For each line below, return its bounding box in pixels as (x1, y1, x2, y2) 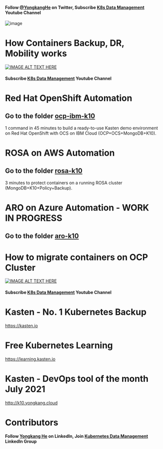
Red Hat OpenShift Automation (5, 93, 133, 103)
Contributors (5, 417, 59, 428)
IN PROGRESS (5, 213, 62, 223)
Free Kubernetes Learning (5, 340, 113, 351)
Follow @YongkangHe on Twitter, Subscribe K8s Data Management (5, 4, 145, 10)
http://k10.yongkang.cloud (5, 400, 58, 405)
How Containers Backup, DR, (5, 38, 124, 49)
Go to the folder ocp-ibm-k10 (5, 112, 95, 120)
